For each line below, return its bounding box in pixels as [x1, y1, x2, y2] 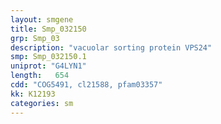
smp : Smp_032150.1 [10, 52, 87, 62]
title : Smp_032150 [10, 24, 87, 34]
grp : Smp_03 [10, 33, 60, 43]
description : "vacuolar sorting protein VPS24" [10, 42, 213, 53]
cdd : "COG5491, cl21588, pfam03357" [10, 80, 163, 90]
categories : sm [10, 98, 74, 108]
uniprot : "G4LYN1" [10, 61, 87, 71]
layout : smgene [10, 14, 74, 25]
